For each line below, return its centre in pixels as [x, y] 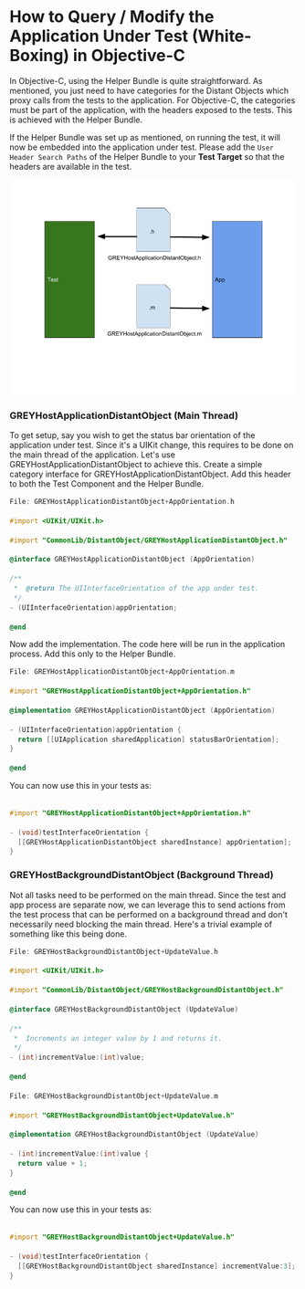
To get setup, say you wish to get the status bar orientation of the [132, 435]
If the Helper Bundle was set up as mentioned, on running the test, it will [145, 137]
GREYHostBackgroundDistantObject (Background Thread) [142, 875]
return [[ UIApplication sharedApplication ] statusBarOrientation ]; [149, 739]
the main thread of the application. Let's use [93, 455]
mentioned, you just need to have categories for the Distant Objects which [149, 90]
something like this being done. [68, 934]
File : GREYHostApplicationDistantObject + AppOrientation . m [122, 672]
